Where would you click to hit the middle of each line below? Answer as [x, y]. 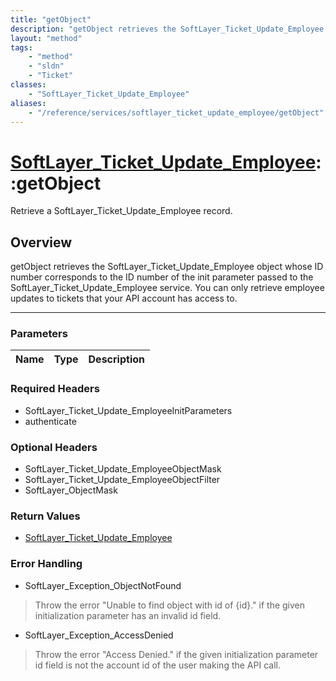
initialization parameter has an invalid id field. [128, 615]
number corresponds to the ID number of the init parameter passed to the [162, 277]
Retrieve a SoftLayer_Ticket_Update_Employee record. [121, 211]
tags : [21, 47]
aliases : [28, 103]
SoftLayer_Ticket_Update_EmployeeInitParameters [128, 410]
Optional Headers [54, 447]
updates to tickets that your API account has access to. [124, 298]
